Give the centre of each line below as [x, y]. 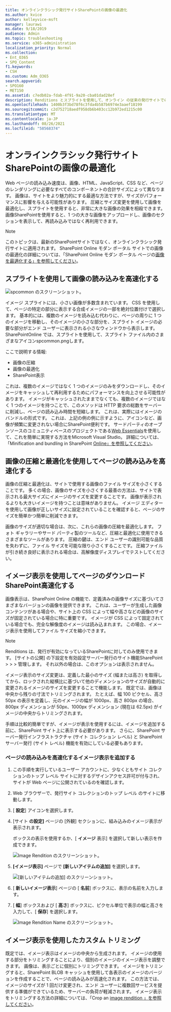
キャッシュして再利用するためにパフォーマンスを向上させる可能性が [94, 392]
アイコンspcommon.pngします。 [52, 341]
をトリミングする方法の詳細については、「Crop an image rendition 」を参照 [83, 998]
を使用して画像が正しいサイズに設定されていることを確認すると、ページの [83, 510]
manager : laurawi [24, 24]
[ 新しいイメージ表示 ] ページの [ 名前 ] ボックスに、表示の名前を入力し [86, 888]
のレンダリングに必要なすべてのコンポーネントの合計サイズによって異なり [83, 190]
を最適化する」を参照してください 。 [43, 261]
